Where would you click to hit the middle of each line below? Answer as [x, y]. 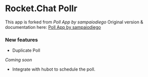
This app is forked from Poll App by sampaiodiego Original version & [74, 22]
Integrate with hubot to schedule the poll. [54, 69]
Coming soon [19, 60]
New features [22, 39]
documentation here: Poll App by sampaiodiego [53, 27]
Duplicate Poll [26, 50]
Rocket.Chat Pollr [41, 9]
